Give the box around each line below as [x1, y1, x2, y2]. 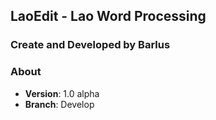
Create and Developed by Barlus [10, 38, 171, 52]
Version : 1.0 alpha [24, 87, 100, 99]
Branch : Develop [24, 98, 95, 110]
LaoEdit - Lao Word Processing [10, 8, 207, 25]
